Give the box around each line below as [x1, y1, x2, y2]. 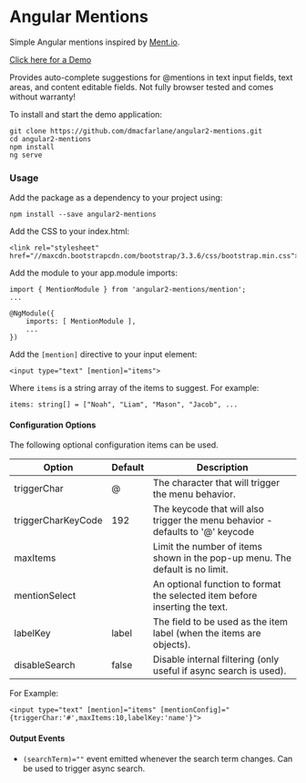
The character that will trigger [153, 477, 280, 489]
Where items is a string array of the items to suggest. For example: [9, 383, 260, 394]
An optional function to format [153, 578, 281, 591]
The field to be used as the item [153, 615, 289, 628]
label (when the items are [153, 627, 261, 640]
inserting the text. [153, 601, 229, 613]
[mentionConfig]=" [159, 706, 230, 715]
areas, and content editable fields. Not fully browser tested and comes [9, 81, 274, 92]
